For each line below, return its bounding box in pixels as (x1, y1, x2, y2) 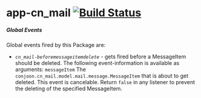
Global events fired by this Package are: (6, 41, 106, 49)
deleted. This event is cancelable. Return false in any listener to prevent (15, 79, 196, 86)
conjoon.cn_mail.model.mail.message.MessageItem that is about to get (15, 72, 189, 79)
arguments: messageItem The (15, 66, 87, 73)
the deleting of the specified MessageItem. (15, 85, 123, 93)
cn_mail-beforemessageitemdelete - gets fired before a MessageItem (15, 53, 186, 60)
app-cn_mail (6, 6, 71, 20)
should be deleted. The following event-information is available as (15, 60, 180, 67)
